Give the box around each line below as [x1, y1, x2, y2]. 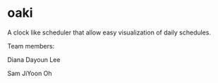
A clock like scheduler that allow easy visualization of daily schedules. [7, 28, 212, 37]
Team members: [7, 41, 55, 50]
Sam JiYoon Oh [7, 69, 52, 77]
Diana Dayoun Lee [7, 55, 61, 64]
